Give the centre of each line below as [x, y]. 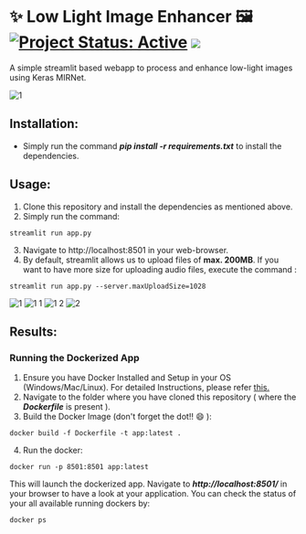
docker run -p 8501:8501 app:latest [79, 467]
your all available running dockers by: [80, 504]
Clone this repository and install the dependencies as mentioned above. [158, 207]
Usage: [31, 184]
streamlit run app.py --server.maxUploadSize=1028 [108, 286]
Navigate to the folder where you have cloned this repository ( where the [159, 397]
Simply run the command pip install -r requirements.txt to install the [152, 145]
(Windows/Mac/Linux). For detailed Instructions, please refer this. [146, 388]
